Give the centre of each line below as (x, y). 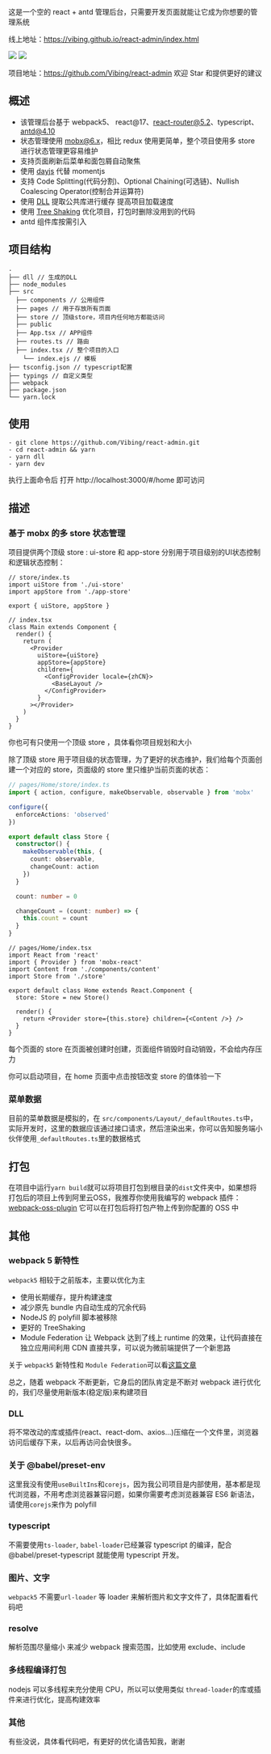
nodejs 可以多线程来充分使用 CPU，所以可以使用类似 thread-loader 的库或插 (135, 1689)
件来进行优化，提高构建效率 (54, 1699)
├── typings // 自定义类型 (50, 376)
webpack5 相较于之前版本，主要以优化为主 (77, 1279)
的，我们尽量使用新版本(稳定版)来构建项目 (78, 1392)
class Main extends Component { (63, 628)
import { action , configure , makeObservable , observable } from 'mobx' (131, 792)
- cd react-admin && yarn (52, 450)
